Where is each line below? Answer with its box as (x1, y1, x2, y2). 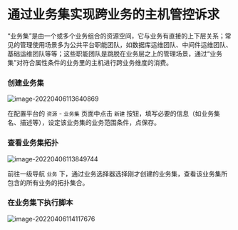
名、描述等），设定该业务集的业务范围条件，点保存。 (7, 119, 160, 127)
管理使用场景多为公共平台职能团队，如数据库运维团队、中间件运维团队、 (19, 40, 232, 49)
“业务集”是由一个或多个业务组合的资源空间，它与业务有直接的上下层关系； (7, 31, 226, 40)
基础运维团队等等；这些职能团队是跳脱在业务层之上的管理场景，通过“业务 (7, 49, 223, 58)
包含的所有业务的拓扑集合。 (7, 178, 89, 186)
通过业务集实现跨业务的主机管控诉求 (7, 6, 220, 23)
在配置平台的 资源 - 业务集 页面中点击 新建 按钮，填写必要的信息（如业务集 (7, 109, 221, 118)
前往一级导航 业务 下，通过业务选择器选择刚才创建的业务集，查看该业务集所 (7, 169, 228, 178)
